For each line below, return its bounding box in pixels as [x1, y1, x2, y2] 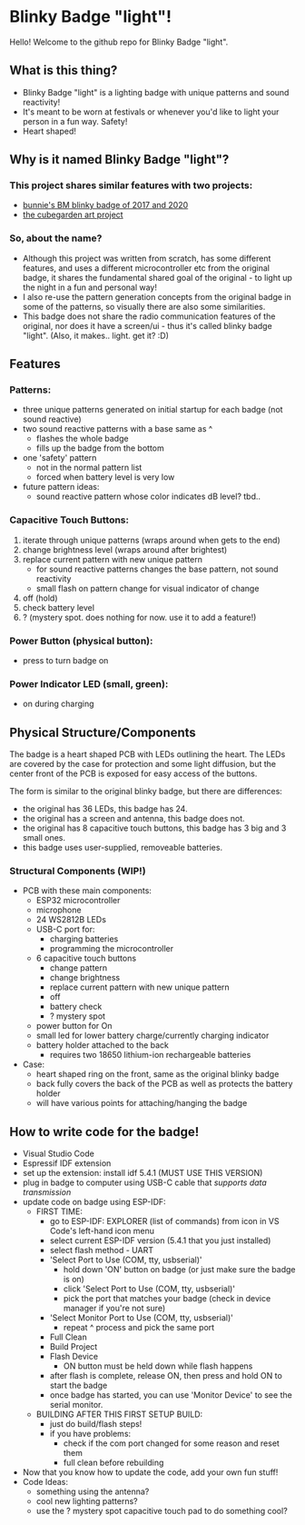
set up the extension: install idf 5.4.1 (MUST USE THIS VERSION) [22, 1168, 263, 1179]
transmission [22, 1187, 72, 1198]
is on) [63, 1274, 84, 1285]
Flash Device [49, 1351, 98, 1362]
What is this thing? [9, 63, 118, 78]
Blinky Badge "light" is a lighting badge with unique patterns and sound [22, 86, 290, 97]
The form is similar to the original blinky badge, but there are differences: [9, 786, 283, 797]
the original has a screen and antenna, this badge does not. [22, 813, 245, 824]
